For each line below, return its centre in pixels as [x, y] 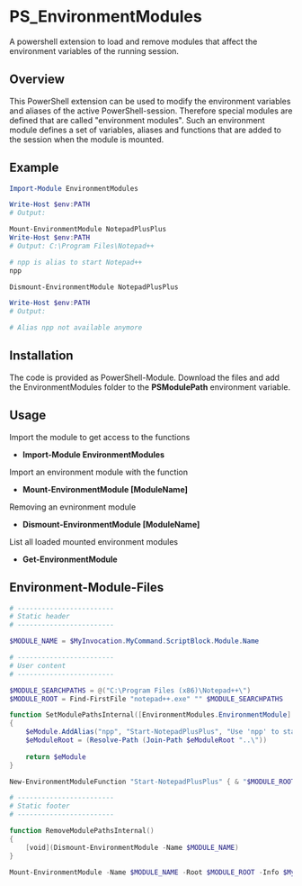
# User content [38, 665]
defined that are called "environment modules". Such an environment [137, 120]
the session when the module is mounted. [87, 139]
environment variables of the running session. [94, 50]
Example [34, 168]
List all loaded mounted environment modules [94, 541]
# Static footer [40, 806]
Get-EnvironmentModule [70, 559]
